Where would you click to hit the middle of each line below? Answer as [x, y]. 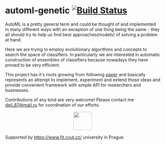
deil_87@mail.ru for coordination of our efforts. [52, 105]
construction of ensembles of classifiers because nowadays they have [77, 59]
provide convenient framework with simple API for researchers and [73, 85]
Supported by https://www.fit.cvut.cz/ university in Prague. [65, 137]
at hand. [14, 40]
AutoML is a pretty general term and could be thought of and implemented [81, 24]
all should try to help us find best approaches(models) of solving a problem [82, 34]
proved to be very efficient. [33, 65]
